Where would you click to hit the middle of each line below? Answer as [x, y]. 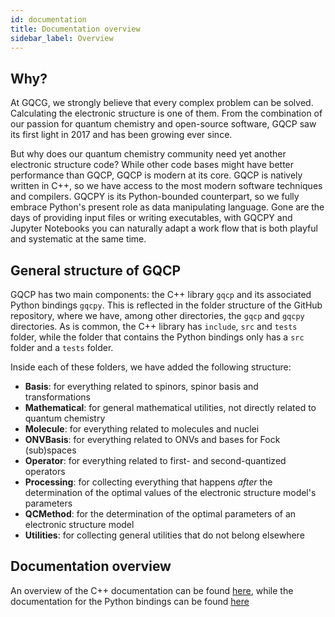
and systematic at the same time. [78, 239]
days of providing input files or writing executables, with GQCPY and [151, 218]
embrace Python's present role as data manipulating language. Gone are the [167, 207]
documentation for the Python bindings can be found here [130, 601]
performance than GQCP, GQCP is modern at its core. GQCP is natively [156, 175]
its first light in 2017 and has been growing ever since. [121, 135]
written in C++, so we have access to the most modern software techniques [166, 186]
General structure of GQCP [96, 270]
